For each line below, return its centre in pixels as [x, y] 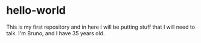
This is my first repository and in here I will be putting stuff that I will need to [101, 27]
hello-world [36, 10]
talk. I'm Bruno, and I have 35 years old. [56, 33]
